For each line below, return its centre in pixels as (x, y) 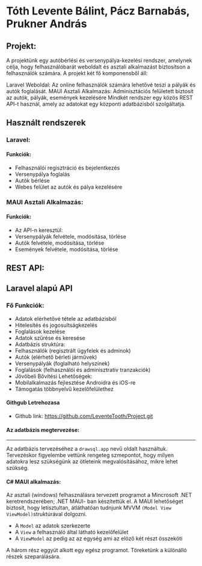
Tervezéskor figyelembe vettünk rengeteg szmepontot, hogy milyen (90, 455)
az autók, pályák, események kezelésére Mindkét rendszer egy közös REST (100, 98)
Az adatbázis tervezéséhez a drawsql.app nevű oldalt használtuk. (87, 449)
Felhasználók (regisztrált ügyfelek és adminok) (73, 350)
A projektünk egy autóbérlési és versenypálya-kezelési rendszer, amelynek (99, 60)
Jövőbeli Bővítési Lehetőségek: (54, 376)
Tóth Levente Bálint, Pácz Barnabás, (98, 11)
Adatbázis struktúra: (40, 344)
